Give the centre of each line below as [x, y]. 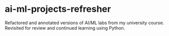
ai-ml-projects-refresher [58, 9]
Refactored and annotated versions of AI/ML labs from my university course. [85, 23]
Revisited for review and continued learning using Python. [65, 28]
